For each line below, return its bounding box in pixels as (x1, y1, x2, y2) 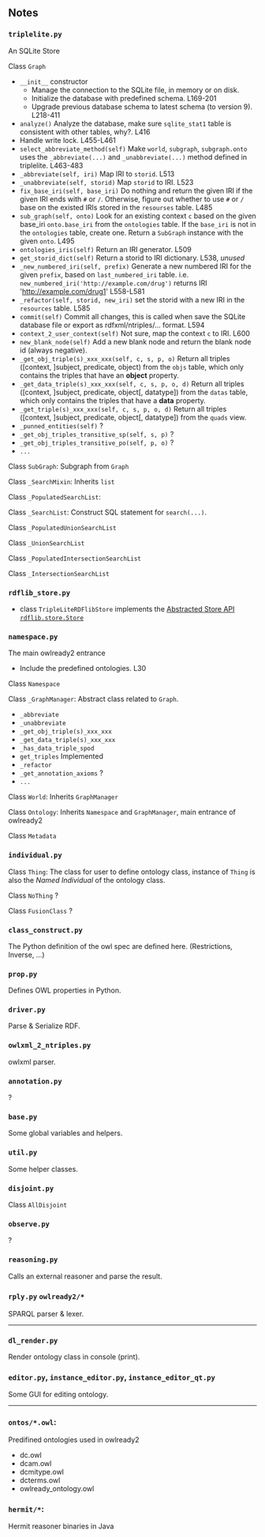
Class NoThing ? (8, 891, 59, 900)
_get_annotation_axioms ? (19, 768, 104, 778)
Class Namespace (8, 679, 61, 688)
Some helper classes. (8, 1164, 79, 1173)
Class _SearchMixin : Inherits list (8, 477, 115, 486)
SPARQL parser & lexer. (8, 1309, 84, 1318)
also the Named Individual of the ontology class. (8, 875, 166, 884)
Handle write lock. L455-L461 (19, 135, 116, 145)
